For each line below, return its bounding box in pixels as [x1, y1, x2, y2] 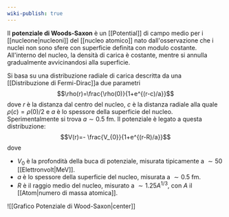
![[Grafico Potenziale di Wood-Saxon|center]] [7, 202, 136, 210]
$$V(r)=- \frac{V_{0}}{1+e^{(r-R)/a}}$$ [60, 133, 171, 141]
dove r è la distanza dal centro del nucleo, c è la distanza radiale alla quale [7, 100, 218, 108]
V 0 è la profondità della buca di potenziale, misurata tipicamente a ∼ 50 [17, 157, 223, 167]
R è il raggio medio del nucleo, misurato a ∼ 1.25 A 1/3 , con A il [17, 180, 193, 190]
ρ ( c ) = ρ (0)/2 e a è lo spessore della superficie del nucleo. [7, 107, 173, 115]
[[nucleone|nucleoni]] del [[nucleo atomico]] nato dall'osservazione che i [7, 36, 214, 45]
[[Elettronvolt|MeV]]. [17, 165, 76, 174]
